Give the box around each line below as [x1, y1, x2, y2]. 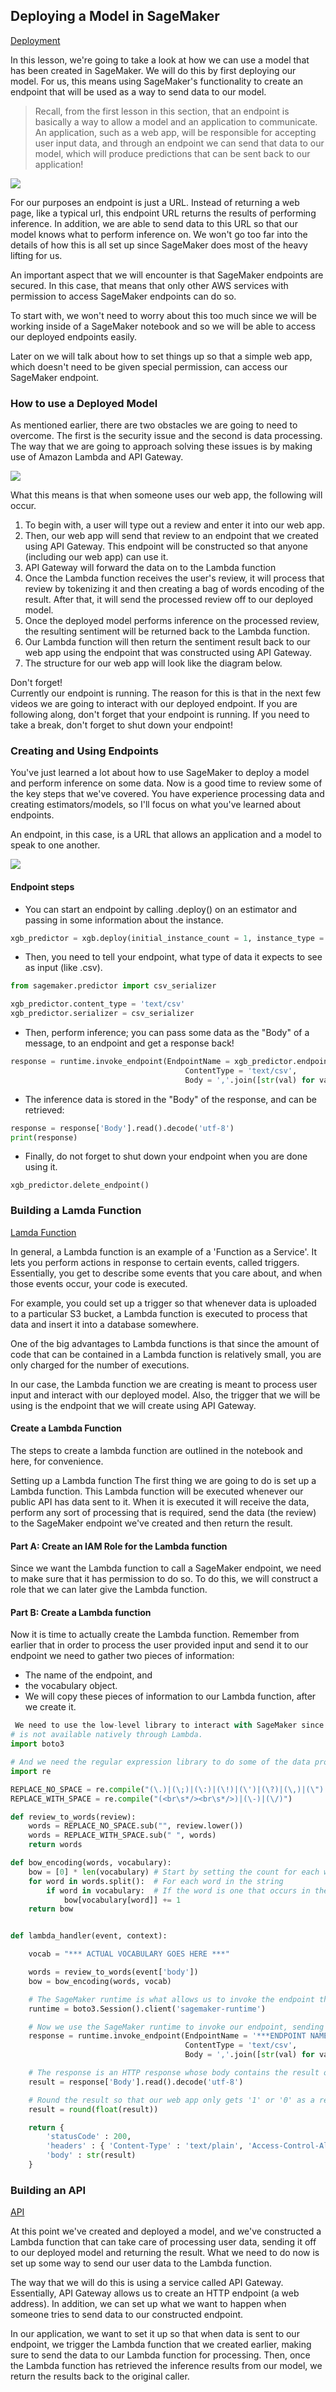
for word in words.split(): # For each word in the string [28, 1876, 284, 1886]
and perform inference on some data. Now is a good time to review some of [10, 777, 323, 789]
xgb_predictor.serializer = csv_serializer [10, 1009, 195, 1019]
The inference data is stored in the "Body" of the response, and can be [24, 1093, 317, 1105]
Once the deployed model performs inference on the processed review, [24, 615, 320, 627]
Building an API [10, 2183, 86, 2197]
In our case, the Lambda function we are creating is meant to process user [10, 1378, 318, 1390]
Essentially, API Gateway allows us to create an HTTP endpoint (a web [10, 2287, 300, 2299]
